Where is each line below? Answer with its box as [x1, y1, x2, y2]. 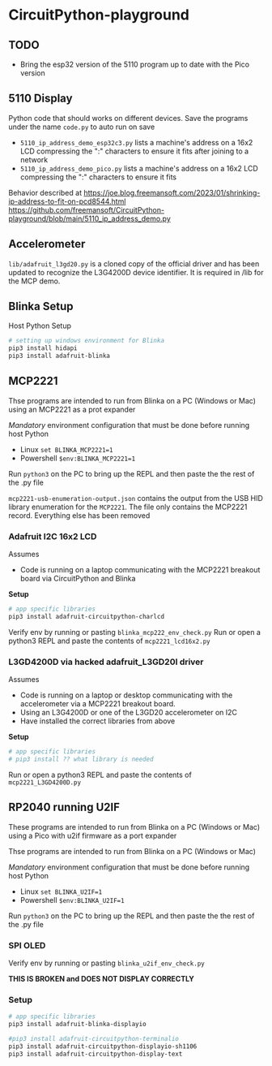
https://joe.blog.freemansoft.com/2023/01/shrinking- [83, 188, 261, 197]
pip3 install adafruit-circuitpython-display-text [8, 1050, 183, 1058]
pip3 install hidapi [8, 344, 79, 352]
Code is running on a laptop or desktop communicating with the [19, 690, 233, 700]
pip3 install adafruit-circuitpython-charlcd [8, 613, 164, 621]
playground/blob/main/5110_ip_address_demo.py [8, 214, 172, 223]
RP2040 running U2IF [8, 801, 120, 814]
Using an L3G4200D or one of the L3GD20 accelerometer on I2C [19, 708, 237, 718]
